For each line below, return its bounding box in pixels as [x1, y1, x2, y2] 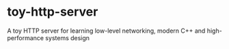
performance [7, 33, 44, 42]
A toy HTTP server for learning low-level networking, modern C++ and [7, 27, 206, 35]
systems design [45, 33, 90, 42]
